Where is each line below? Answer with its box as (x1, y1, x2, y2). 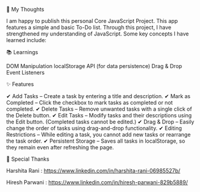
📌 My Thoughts (6, 6, 45, 13)
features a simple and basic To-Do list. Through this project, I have (6, 24, 172, 31)
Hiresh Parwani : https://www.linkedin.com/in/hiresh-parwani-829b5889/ (6, 179, 189, 186)
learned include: (6, 37, 47, 43)
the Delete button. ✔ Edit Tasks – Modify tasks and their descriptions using (6, 112, 192, 119)
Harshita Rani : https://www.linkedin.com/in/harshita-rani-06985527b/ (6, 167, 181, 174)
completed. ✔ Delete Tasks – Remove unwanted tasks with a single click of (6, 105, 192, 113)
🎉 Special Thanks (6, 155, 49, 163)
